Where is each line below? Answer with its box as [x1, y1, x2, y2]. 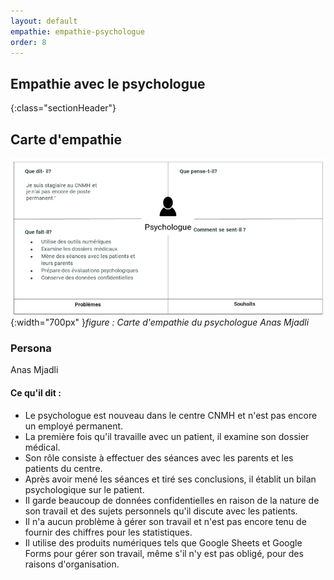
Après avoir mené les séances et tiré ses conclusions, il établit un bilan [24, 473, 317, 485]
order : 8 [10, 37, 47, 47]
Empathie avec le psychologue [10, 75, 206, 92]
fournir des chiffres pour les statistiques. [24, 526, 193, 538]
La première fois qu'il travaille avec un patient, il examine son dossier [24, 430, 310, 442]
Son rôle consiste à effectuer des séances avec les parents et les [24, 451, 294, 464]
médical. [24, 441, 61, 453]
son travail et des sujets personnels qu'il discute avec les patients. [24, 505, 298, 517]
